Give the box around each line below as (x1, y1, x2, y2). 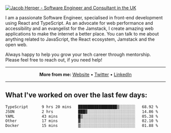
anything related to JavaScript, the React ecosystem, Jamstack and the (5, 36, 155, 42)
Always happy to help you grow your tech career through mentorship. (5, 51, 151, 57)
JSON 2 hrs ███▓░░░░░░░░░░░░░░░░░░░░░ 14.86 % (5, 109, 158, 114)
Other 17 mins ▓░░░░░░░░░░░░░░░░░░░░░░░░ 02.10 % (5, 118, 158, 124)
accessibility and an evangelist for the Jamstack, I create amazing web (5, 25, 154, 31)
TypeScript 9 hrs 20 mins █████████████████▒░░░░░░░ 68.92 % (5, 104, 158, 109)
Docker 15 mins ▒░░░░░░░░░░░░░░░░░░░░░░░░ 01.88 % (5, 123, 158, 128)
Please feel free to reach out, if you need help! (5, 57, 103, 63)
